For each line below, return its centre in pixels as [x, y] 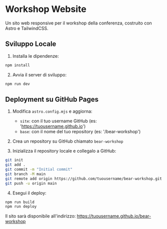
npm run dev [17, 84]
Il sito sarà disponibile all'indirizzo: [40, 216]
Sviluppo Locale [31, 44]
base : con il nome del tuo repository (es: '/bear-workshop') [80, 132]
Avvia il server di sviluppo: [39, 75]
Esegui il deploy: [29, 193]
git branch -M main [25, 174]
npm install [17, 65]
